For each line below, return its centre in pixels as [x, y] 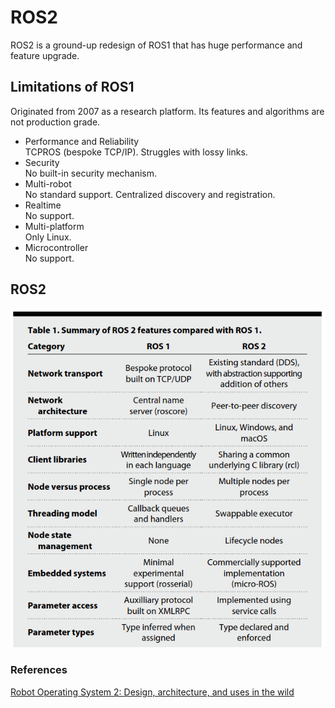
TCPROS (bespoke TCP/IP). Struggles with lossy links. [136, 152]
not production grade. [55, 122]
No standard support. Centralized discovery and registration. [150, 194]
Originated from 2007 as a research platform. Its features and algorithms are [167, 111]
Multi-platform [54, 226]
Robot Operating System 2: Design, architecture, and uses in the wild [152, 692]
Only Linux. [48, 237]
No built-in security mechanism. [91, 173]
